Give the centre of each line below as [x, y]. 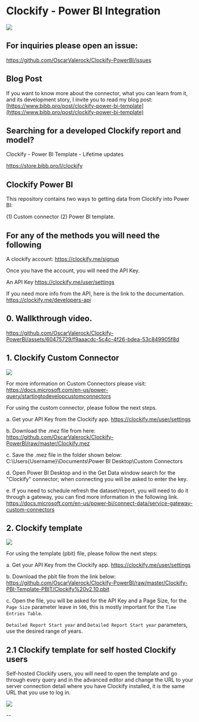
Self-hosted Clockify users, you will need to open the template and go [92, 674]
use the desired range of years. [45, 631]
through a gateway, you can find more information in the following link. [92, 497]
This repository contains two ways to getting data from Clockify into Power [98, 199]
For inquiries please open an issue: [72, 46]
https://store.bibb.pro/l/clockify [45, 166]
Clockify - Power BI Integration [83, 11]
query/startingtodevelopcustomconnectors [59, 396]
